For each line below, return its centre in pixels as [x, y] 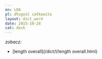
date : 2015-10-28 [23, 23]
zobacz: [13, 42]
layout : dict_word [24, 19]
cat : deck [15, 28]
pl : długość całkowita [28, 14]
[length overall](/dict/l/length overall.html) [55, 52]
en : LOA [13, 10]
